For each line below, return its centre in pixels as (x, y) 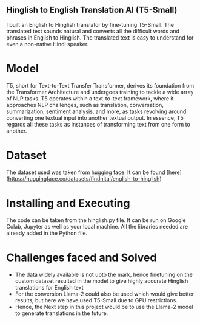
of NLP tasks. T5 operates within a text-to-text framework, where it (90, 98)
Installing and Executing (68, 203)
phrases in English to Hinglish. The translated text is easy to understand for (100, 37)
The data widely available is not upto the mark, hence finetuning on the (104, 274)
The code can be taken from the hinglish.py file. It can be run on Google (96, 220)
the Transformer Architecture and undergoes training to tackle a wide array (100, 92)
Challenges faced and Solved (82, 257)
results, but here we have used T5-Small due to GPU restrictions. (96, 300)
